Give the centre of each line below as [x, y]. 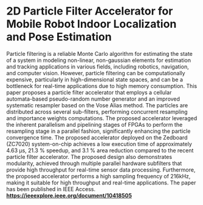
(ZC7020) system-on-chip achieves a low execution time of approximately [99, 144]
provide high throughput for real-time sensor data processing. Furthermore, [101, 170]
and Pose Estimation [59, 37]
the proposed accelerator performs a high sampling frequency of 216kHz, [98, 176]
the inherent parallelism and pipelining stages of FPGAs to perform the [95, 124]
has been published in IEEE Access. [51, 189]
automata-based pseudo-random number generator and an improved [93, 99]
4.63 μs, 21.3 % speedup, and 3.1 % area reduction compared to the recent [100, 150]
